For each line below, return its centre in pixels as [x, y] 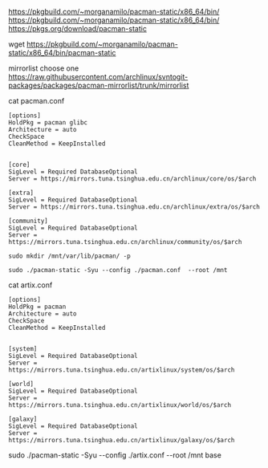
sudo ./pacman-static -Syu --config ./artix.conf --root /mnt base [115, 455]
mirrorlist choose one [44, 68]
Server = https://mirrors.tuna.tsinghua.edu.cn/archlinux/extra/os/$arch [134, 207]
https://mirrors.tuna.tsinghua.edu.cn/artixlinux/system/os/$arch [122, 370]
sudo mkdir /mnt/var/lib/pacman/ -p [69, 256]
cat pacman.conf [37, 101]
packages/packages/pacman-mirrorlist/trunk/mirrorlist [99, 85]
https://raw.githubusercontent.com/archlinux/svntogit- [98, 77]
